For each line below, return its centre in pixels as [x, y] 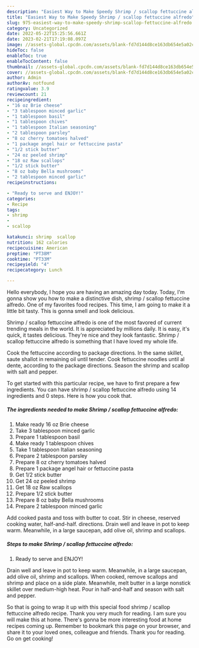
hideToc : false [25, 50]
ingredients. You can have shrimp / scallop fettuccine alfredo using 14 [92, 390]
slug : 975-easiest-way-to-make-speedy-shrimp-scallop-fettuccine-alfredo [99, 23]
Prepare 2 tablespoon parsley [51, 456]
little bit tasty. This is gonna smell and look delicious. [71, 311]
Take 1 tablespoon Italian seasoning [58, 449]
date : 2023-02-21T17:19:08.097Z [46, 39]
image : [15, 45]
